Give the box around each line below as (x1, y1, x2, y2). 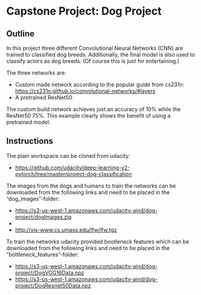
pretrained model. (6, 118, 51, 126)
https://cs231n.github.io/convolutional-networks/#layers (15, 87, 156, 95)
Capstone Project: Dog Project (6, 4, 162, 18)
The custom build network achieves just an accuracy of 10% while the (6, 106, 181, 113)
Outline (6, 29, 35, 39)
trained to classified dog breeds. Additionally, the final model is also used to (6, 51, 196, 58)
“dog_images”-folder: (6, 195, 60, 202)
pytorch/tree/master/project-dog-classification (15, 170, 132, 177)
